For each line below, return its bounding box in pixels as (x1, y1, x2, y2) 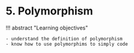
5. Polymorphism (5, 4, 93, 18)
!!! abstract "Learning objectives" (5, 24, 89, 31)
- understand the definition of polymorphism (5, 36, 122, 42)
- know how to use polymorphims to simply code (5, 41, 129, 47)
